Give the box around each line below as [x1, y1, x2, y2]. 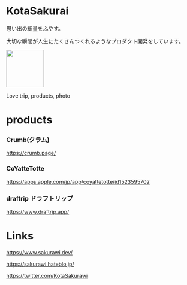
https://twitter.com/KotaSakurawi [6, 272, 88, 279]
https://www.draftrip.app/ [6, 208, 70, 216]
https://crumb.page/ [6, 150, 56, 157]
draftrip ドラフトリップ [6, 194, 73, 202]
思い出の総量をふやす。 [6, 25, 64, 32]
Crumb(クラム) [6, 136, 50, 144]
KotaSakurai [6, 4, 69, 18]
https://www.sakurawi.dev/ [6, 248, 73, 256]
